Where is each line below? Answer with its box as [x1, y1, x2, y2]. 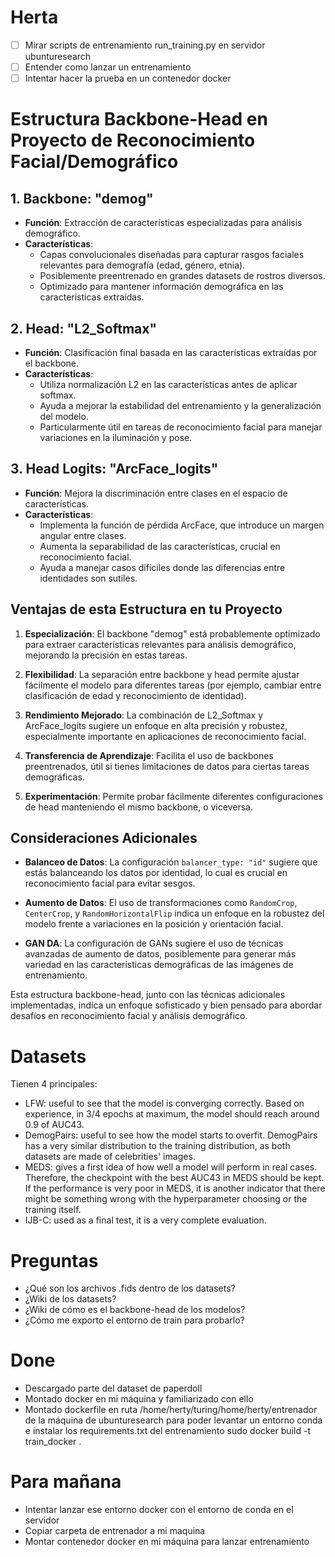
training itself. [24, 1204, 82, 1216]
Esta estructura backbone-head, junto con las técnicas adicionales [10, 989, 286, 1001]
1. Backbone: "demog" [10, 190, 154, 207]
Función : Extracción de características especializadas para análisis [24, 217, 303, 229]
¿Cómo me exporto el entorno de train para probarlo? [24, 1314, 245, 1326]
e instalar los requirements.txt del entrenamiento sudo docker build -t [24, 1425, 311, 1437]
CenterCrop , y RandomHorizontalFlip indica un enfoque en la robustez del [24, 907, 325, 920]
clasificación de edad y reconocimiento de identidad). [24, 689, 247, 701]
